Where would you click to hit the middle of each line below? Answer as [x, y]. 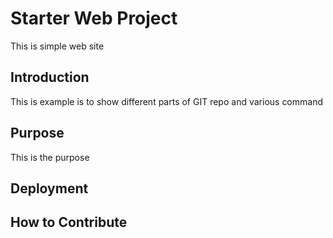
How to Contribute [69, 222]
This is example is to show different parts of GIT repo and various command [167, 101]
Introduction [50, 77]
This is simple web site [57, 46]
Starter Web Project [94, 18]
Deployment [49, 188]
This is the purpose [50, 157]
